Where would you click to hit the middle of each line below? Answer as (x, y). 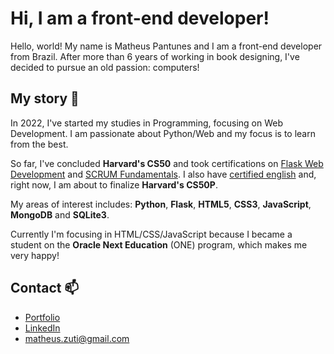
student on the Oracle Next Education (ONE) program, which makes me (159, 244)
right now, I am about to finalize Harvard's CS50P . (114, 184)
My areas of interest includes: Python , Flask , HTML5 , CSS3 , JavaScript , (161, 204)
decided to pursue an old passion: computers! (105, 67)
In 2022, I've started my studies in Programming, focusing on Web (146, 123)
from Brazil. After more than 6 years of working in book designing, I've (155, 56)
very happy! (35, 255)
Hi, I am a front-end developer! (140, 18)
